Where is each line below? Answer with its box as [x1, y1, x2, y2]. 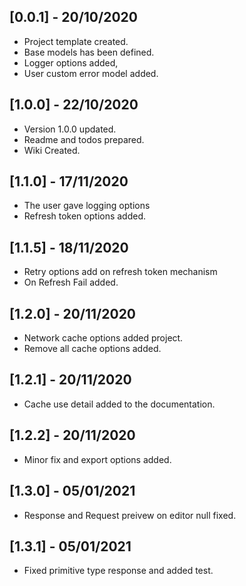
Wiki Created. [23, 144, 81, 156]
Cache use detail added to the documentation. [23, 398, 216, 410]
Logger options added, [23, 56, 119, 69]
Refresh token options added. [23, 210, 147, 222]
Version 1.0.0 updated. [23, 123, 117, 135]
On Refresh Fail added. [23, 276, 119, 289]
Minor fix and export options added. [23, 453, 172, 465]
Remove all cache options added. [23, 343, 162, 355]
